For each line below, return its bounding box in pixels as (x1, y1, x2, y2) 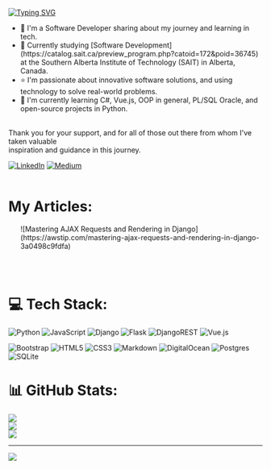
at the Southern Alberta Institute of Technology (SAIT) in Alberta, (19, 57, 236, 67)
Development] (124, 40, 173, 50)
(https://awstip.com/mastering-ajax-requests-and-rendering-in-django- (19, 232, 260, 242)
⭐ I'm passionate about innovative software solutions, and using (19, 75, 233, 85)
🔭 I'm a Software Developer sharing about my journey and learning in (19, 23, 250, 32)
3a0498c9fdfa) (19, 241, 71, 251)
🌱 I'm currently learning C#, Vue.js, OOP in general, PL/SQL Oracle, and (19, 95, 258, 105)
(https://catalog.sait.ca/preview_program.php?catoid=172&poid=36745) (19, 49, 259, 58)
